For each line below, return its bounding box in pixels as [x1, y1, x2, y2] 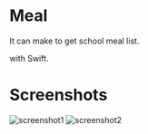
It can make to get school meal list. [9, 35, 140, 46]
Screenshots [9, 85, 108, 105]
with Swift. [9, 53, 49, 63]
